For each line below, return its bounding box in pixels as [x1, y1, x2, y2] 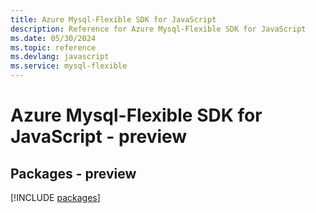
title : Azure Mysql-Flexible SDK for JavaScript [10, 14, 217, 25]
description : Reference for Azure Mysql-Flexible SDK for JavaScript [10, 24, 307, 34]
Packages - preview [10, 165, 137, 182]
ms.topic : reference [10, 42, 97, 53]
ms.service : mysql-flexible [10, 61, 128, 71]
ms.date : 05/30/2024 [10, 33, 97, 43]
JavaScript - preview [10, 126, 188, 148]
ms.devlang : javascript [10, 52, 110, 62]
